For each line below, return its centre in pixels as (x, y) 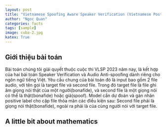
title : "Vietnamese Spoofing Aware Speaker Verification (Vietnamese (78, 14)
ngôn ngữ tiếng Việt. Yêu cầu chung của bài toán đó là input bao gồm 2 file (81, 80)
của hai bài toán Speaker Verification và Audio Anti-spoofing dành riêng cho (83, 74)
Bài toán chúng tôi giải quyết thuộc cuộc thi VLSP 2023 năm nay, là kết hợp (82, 69)
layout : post (19, 10)
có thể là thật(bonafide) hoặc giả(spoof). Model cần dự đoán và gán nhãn (80, 95)
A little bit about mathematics (51, 122)
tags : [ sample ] (21, 28)
